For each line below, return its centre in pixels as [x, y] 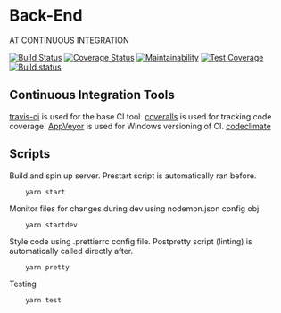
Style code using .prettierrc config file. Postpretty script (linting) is [131, 241]
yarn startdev [51, 225]
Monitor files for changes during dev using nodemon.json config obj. [135, 208]
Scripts [30, 154]
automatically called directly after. [71, 251]
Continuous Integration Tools [92, 95]
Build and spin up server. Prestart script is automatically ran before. [133, 176]
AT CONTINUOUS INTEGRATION [69, 40]
